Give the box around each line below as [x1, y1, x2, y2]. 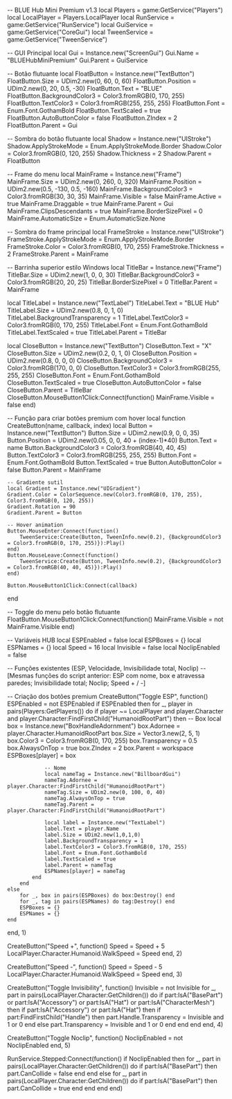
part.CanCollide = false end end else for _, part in [7, 1069, 148, 1078]
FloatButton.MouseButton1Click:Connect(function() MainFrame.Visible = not [7, 615, 224, 623]
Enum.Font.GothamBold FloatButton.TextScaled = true [7, 107, 161, 114]
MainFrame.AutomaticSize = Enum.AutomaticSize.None [7, 214, 166, 223]
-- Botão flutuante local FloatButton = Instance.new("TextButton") [7, 69, 195, 78]
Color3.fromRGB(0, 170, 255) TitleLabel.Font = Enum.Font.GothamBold [7, 321, 208, 329]
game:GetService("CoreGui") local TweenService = [7, 28, 154, 36]
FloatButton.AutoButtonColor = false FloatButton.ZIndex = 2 [7, 114, 178, 122]
